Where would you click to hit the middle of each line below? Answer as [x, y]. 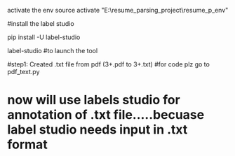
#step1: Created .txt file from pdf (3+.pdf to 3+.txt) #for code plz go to [109, 64]
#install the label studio [41, 23]
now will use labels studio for [94, 100]
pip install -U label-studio [44, 37]
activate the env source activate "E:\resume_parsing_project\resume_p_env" [118, 10]
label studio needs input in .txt [98, 130]
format [27, 144]
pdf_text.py [23, 72]
